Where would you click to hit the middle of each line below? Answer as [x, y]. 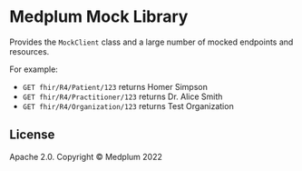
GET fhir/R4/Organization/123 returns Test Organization [128, 106]
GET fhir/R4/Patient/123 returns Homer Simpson [115, 86]
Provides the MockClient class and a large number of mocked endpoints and [151, 42]
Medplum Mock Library [99, 17]
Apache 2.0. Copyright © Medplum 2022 [86, 156]
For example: [34, 69]
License [32, 135]
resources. [29, 51]
